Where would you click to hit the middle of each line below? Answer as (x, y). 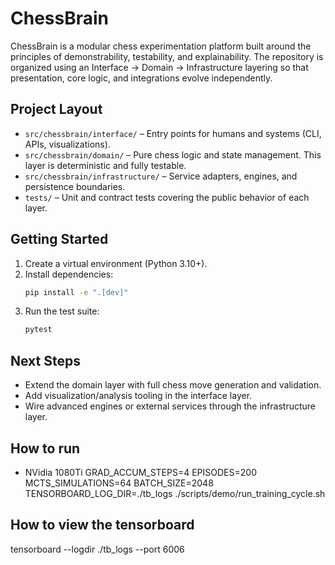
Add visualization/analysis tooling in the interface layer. (138, 396)
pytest (38, 330)
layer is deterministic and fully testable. (105, 165)
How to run (45, 448)
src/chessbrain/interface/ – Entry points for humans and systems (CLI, (173, 133)
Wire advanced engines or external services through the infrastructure (170, 406)
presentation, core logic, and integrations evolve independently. (141, 78)
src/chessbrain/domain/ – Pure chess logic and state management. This (173, 154)
